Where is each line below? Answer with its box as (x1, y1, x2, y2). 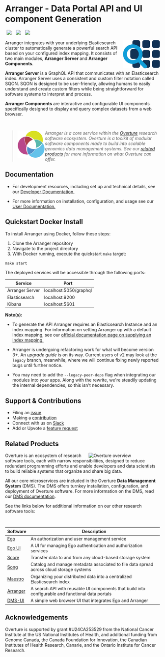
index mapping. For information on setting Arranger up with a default (12, 327, 151, 333)
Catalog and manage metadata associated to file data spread (30, 561, 154, 568)
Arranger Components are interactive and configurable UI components (5, 100, 150, 106)
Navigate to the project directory (12, 245, 79, 251)
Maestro (7, 576, 25, 582)
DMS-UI (7, 598, 25, 603)
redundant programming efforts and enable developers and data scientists (5, 463, 156, 469)
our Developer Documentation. (12, 189, 75, 195)
